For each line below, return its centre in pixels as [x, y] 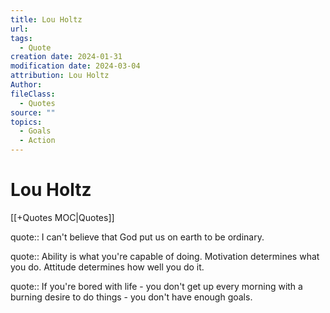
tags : [21, 38]
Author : [26, 85]
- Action [37, 141]
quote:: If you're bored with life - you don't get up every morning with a [156, 286]
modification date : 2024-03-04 [75, 66]
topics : [26, 122]
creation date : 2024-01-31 [66, 57]
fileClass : [33, 94]
